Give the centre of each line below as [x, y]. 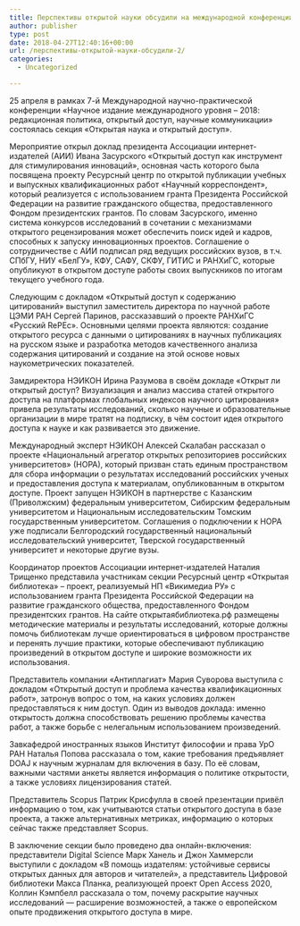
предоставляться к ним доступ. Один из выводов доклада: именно [137, 708]
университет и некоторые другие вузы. [84, 550]
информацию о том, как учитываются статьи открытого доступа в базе [146, 809]
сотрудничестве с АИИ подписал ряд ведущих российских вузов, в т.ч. [146, 250]
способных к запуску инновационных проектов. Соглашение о [129, 241]
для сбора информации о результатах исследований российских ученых [149, 474]
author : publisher [43, 26]
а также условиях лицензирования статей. [91, 782]
